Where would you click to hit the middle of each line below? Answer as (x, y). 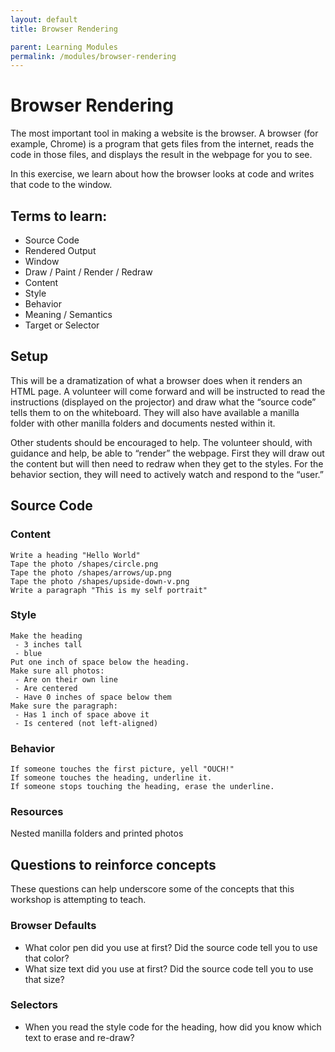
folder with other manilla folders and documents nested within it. (143, 423)
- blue (28, 653)
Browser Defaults (53, 926)
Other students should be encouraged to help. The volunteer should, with (161, 442)
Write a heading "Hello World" (75, 555)
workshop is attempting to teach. (78, 900)
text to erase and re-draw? (79, 1037)
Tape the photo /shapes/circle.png (84, 564)
